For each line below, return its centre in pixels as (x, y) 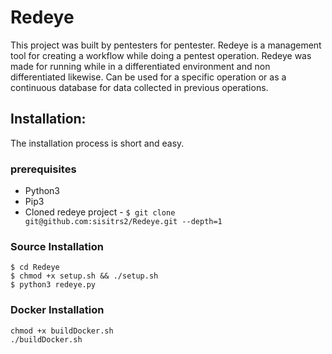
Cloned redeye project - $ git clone (100, 212)
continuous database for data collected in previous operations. (139, 87)
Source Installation (57, 246)
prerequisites (43, 169)
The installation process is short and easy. (97, 143)
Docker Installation (57, 310)
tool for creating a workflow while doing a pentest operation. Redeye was (161, 55)
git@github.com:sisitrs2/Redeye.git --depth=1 (123, 222)
